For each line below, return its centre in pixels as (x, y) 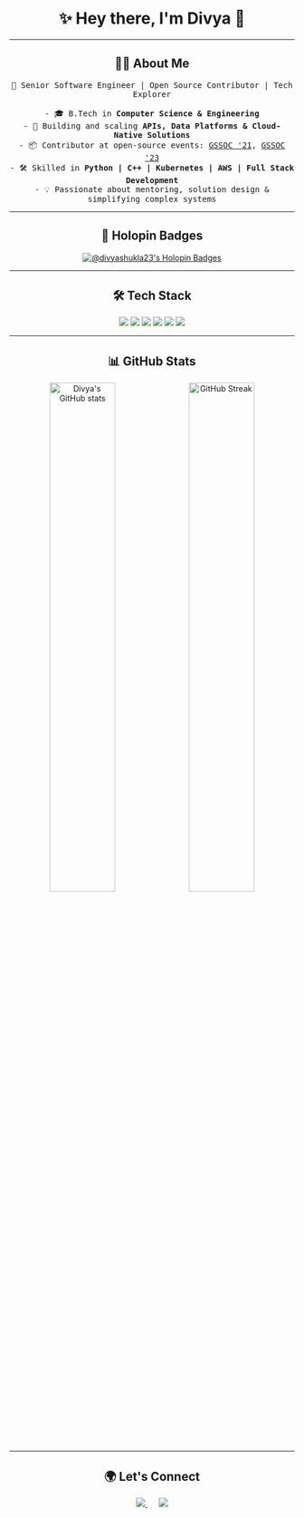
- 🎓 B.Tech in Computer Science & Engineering (152, 113)
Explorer (152, 94)
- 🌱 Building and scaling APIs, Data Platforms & (135, 126)
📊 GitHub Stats (152, 361)
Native (128, 135)
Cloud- (266, 126)
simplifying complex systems (152, 199)
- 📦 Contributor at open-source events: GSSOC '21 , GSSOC (152, 145)
